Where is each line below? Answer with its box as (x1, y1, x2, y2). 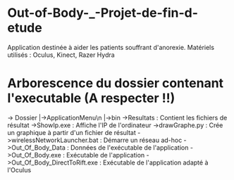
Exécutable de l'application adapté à (103, 158, 209, 167)
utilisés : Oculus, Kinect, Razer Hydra (7, 51, 115, 59)
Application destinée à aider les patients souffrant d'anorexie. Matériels (7, 43, 215, 51)
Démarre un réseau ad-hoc (103, 136, 183, 144)
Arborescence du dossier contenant (7, 75, 224, 91)
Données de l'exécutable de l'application (70, 143, 189, 152)
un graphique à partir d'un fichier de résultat (7, 128, 136, 136)
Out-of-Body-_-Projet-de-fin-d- (7, 5, 199, 21)
